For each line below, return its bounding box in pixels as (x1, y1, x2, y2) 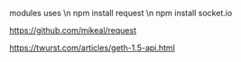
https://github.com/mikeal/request (9, 25, 137, 35)
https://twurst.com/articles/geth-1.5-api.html (9, 42, 176, 53)
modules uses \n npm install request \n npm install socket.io (9, 8, 233, 18)
